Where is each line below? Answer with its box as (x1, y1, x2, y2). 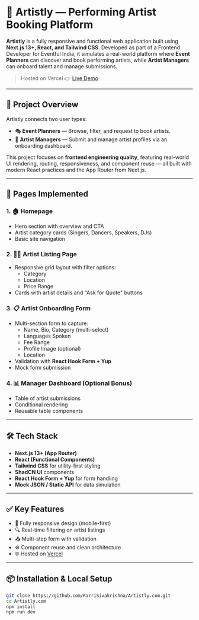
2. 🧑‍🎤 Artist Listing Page (6, 250, 77, 259)
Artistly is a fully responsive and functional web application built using (6, 37, 179, 44)
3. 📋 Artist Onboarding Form (6, 304, 91, 312)
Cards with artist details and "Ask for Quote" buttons (14, 289, 143, 296)
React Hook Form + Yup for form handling (14, 475, 118, 482)
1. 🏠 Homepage (6, 207, 53, 215)
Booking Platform (6, 18, 94, 31)
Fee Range (23, 339, 50, 346)
